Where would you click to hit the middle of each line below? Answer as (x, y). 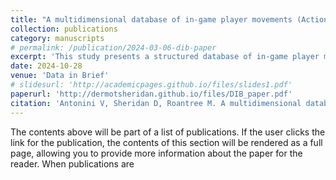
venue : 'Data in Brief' (60, 76)
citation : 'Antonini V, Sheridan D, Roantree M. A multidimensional (156, 103)
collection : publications (64, 29)
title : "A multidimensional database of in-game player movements (151, 19)
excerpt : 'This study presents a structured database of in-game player (165, 57)
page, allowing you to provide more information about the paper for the (156, 153)
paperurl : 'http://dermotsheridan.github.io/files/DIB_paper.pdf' (151, 94)
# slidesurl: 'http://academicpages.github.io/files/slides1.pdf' (151, 85)
